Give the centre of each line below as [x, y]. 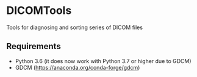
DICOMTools [39, 11]
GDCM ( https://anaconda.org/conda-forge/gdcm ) [77, 67]
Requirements [34, 46]
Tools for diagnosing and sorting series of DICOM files [75, 27]
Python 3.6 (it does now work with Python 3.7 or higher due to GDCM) [103, 61]
